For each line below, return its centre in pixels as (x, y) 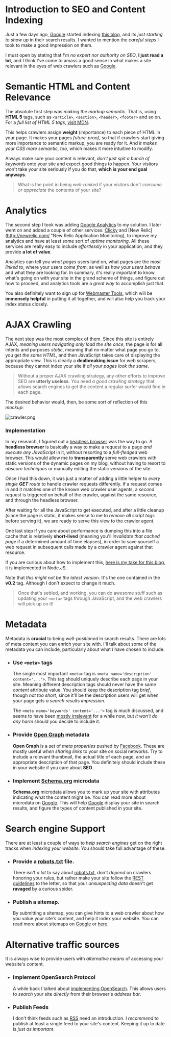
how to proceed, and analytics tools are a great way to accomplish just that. (85, 283)
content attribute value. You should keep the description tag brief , (82, 690)
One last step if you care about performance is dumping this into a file (79, 531)
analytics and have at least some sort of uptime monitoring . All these (77, 241)
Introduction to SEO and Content (76, 9)
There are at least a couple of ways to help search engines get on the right (84, 843)
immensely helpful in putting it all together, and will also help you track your (86, 298)
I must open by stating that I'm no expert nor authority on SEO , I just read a (84, 55)
